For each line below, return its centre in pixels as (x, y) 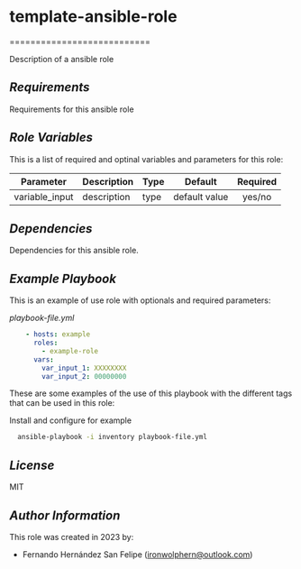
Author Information (65, 515)
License (32, 465)
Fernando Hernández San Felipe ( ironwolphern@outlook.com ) (137, 554)
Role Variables (51, 138)
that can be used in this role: (62, 403)
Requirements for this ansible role (72, 109)
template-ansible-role (93, 17)
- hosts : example (58, 335)
